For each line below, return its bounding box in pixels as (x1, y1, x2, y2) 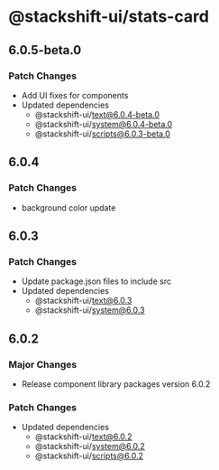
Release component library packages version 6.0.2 (21, 378, 211, 390)
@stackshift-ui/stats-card (8, 6, 209, 27)
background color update (21, 202, 116, 213)
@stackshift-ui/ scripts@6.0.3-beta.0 (34, 128, 170, 139)
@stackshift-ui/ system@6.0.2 (34, 441, 145, 452)
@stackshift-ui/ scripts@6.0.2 (34, 450, 143, 462)
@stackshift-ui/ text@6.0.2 (34, 431, 132, 442)
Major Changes (8, 358, 78, 371)
